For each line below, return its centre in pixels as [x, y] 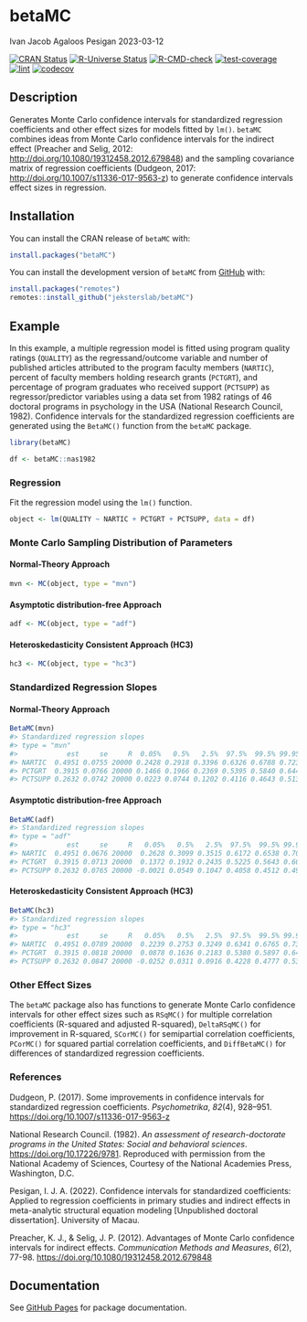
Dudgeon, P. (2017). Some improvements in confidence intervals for [137, 1097]
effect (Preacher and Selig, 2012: [71, 148]
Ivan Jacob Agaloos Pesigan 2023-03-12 [87, 41]
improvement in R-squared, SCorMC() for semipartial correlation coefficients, [152, 1034]
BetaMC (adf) [32, 819]
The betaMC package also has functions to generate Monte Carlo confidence [153, 1005]
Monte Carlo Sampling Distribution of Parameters [121, 542]
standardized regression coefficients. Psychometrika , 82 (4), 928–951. [141, 1106]
